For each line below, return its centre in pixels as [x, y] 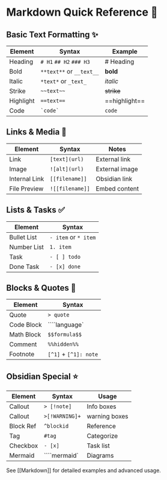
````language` [66, 325]
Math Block [25, 335]
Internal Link [27, 178]
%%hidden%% [63, 344]
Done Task [24, 267]
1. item [60, 247]
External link [113, 159]
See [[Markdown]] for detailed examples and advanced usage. [83, 470]
